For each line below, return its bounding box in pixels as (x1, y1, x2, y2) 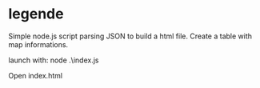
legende (8, 5, 64, 23)
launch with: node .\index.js (8, 55, 99, 65)
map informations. (8, 39, 69, 49)
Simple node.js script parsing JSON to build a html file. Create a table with (8, 31, 253, 41)
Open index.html (8, 70, 62, 80)
